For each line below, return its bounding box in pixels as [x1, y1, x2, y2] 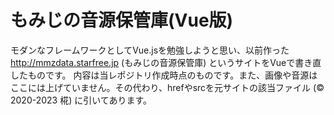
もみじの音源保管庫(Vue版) [10, 9, 234, 32]
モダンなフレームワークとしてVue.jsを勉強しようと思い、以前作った [10, 44, 290, 56]
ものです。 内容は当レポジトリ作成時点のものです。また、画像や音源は [27, 69, 318, 81]
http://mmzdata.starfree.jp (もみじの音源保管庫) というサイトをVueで [10, 56, 296, 68]
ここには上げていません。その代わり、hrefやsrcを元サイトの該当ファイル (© [10, 81, 325, 93]
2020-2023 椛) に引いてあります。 [10, 94, 153, 106]
